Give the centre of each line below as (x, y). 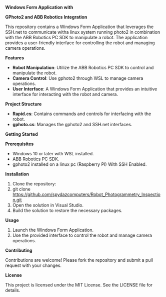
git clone (21, 189)
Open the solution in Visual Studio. (48, 205)
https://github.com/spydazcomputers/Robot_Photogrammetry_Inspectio (86, 194)
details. (13, 290)
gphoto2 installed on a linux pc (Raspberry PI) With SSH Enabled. (79, 164)
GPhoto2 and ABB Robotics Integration (46, 17)
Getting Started (22, 134)
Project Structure (23, 104)
